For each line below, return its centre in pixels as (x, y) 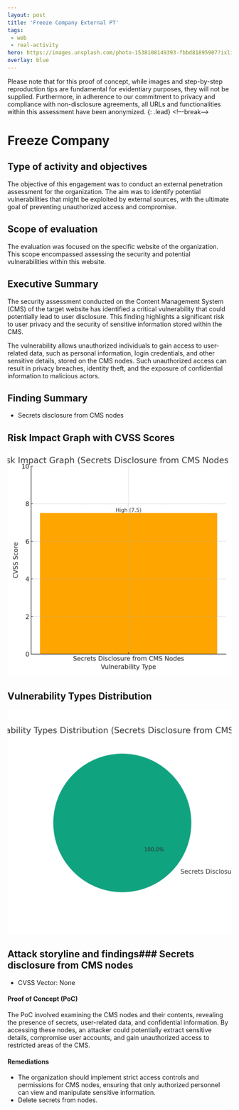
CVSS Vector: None (47, 982)
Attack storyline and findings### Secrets (101, 954)
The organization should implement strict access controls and (108, 1077)
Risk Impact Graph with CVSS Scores (91, 438)
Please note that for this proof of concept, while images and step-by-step (115, 81)
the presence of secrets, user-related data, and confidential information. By (118, 1022)
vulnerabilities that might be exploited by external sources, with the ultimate (118, 199)
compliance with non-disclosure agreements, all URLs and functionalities (114, 104)
